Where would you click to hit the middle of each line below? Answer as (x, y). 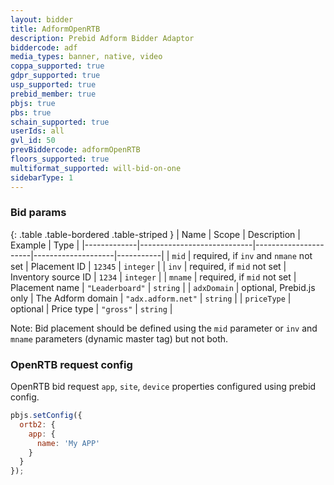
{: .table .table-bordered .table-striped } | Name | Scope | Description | (155, 234)
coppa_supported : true (57, 66)
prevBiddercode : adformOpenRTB (75, 150)
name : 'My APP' (68, 443)
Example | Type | (45, 245)
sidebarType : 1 (42, 177)
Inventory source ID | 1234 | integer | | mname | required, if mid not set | (153, 277)
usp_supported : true (53, 85)
